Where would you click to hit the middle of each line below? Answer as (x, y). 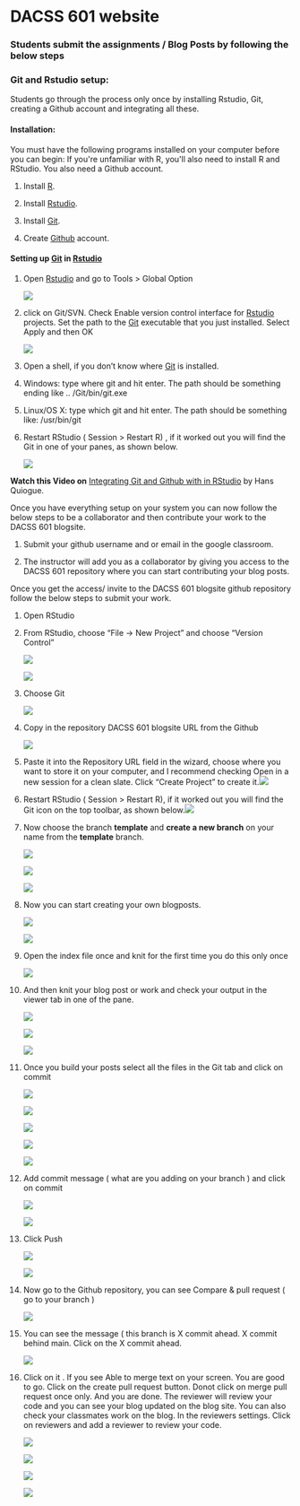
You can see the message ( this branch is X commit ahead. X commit (150, 1333)
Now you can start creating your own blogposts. (112, 904)
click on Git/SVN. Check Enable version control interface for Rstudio (149, 312)
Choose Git (44, 693)
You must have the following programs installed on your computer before (145, 149)
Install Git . (42, 221)
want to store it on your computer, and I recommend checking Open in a (156, 771)
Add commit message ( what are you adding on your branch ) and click (154, 1178)
